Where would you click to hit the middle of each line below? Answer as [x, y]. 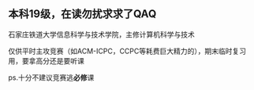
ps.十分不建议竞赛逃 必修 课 [51, 77]
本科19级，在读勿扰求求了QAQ [82, 14]
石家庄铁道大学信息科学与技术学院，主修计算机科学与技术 [101, 34]
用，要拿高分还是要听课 [46, 60]
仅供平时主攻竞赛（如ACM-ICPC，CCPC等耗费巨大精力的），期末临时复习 [127, 51]
